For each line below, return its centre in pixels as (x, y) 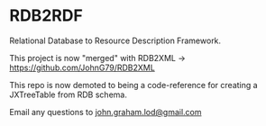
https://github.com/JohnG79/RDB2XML (82, 67)
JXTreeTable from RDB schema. (69, 94)
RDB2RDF (46, 16)
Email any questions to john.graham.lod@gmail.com (105, 112)
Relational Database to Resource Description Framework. (115, 40)
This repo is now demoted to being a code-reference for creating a (134, 85)
